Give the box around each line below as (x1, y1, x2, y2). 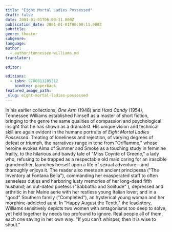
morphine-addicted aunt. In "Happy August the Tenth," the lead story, (5, 200, 152, 206)
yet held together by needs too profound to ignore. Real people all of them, (5, 210, 163, 217)
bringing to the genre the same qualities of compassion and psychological (5, 118, 162, 124)
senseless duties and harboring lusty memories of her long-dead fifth (5, 178, 152, 184)
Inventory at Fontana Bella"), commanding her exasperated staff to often (5, 172, 158, 179)
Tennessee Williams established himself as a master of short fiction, (5, 112, 149, 119)
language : (5, 41, 27, 46)
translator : (5, 55, 31, 61)
